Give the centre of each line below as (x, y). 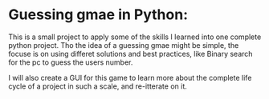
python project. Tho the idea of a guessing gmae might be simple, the (124, 45)
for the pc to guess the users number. (71, 62)
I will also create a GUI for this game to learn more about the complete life (130, 77)
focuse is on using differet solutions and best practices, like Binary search (130, 53)
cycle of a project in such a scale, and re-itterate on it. (98, 86)
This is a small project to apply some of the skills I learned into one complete (135, 37)
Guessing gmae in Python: (98, 15)
